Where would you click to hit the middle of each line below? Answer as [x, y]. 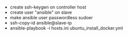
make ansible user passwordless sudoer [51, 18]
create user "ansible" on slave [41, 12]
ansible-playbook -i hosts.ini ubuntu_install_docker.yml [66, 28]
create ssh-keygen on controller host [48, 7]
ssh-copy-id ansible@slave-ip [41, 23]
